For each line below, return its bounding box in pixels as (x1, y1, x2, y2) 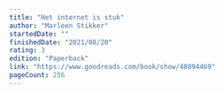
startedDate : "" (9, 29, 69, 38)
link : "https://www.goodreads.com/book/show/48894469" (9, 63, 216, 72)
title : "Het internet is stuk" (9, 12, 125, 22)
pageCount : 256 (9, 71, 66, 80)
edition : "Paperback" (9, 54, 89, 63)
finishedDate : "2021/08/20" (9, 37, 113, 47)
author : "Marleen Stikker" (9, 21, 109, 30)
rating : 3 (9, 46, 46, 55)
